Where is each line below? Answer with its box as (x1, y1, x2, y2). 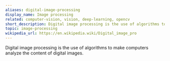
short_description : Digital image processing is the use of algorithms (5, 21, 159, 27)
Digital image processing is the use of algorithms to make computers (5, 45, 149, 50)
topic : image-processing (5, 26, 58, 31)
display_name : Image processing (5, 12, 73, 17)
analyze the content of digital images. (5, 50, 83, 56)
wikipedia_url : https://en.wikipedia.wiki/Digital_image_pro (5, 31, 137, 36)
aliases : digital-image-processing (5, 7, 80, 13)
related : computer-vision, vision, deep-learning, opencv (5, 17, 130, 22)
